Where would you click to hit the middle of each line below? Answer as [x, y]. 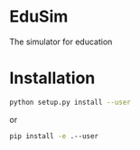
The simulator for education [61, 42]
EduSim [39, 17]
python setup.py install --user [70, 102]
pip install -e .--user [54, 136]
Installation [52, 78]
